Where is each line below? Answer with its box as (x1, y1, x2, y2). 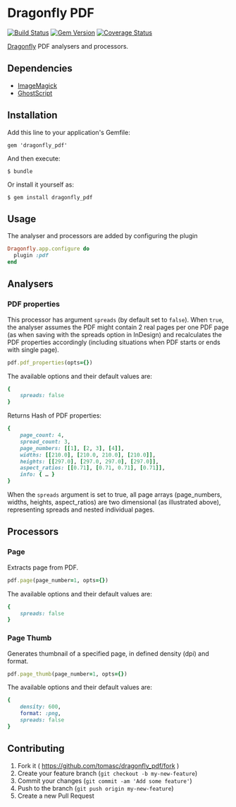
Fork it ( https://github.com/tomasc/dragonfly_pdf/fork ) (17, 761, 180, 770)
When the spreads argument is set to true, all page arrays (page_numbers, (7, 490, 223, 499)
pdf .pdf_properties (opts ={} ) (7, 359, 93, 366)
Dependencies (7, 62, 73, 75)
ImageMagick (17, 81, 58, 90)
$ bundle (7, 167, 33, 175)
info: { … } (20, 471, 55, 478)
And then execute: (7, 154, 61, 163)
